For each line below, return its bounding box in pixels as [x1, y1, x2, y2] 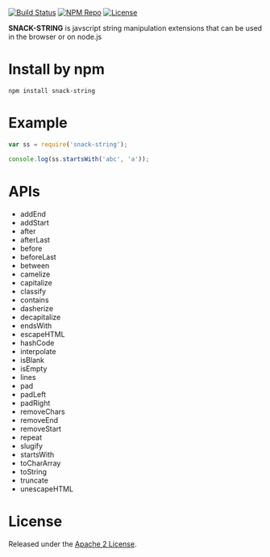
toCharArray [19, 458, 61, 468]
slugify [19, 441, 43, 450]
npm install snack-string [8, 87, 95, 95]
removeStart [19, 424, 62, 433]
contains [19, 295, 50, 305]
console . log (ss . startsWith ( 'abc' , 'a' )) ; [8, 154, 150, 163]
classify [19, 286, 47, 296]
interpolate [19, 346, 56, 356]
